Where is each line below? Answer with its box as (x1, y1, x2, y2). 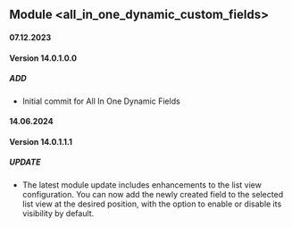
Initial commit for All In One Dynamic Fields (21, 96, 180, 106)
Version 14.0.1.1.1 (9, 136, 73, 147)
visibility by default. (21, 207, 95, 218)
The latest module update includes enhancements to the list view (21, 179, 262, 190)
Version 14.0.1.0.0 (9, 53, 78, 63)
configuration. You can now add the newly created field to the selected (21, 189, 284, 199)
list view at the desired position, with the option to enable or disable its (21, 198, 282, 209)
